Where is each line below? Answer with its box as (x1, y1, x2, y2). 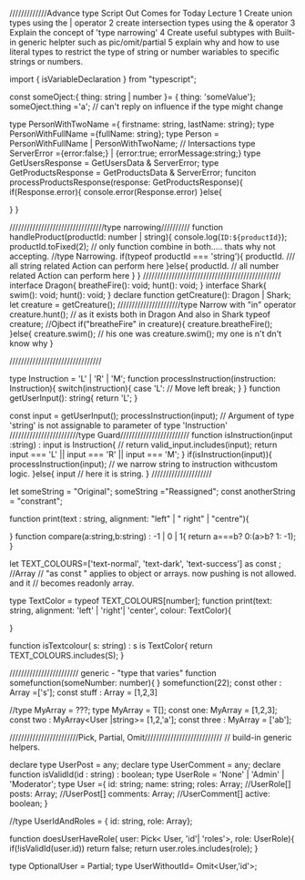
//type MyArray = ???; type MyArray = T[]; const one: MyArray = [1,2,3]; (9, 705, 278, 715)
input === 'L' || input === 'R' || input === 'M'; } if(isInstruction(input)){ (9, 449, 273, 459)
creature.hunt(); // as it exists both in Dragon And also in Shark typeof (9, 309, 271, 320)
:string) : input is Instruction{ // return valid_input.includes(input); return (9, 439, 278, 450)
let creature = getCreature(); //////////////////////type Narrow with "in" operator (9, 300, 297, 310)
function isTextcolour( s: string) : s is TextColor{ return (9, 640, 213, 650)
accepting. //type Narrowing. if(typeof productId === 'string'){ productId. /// (9, 251, 296, 261)
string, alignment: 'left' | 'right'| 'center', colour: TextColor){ (9, 605, 232, 616)
